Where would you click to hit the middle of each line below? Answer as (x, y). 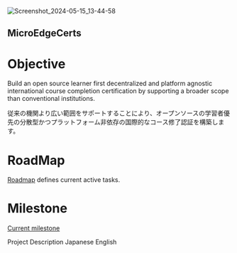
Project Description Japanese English (62, 242)
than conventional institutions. (51, 99)
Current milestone (34, 228)
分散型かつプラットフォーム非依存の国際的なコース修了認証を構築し (119, 122)
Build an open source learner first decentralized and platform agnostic (110, 84)
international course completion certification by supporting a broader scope (118, 91)
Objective (37, 64)
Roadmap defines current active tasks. (64, 180)
